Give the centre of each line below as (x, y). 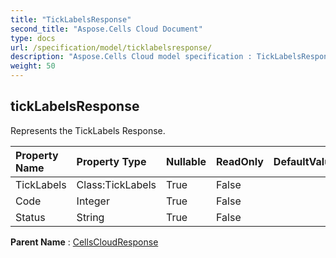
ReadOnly (240, 161)
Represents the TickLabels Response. (88, 130)
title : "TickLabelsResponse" (71, 19)
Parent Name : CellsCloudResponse (84, 242)
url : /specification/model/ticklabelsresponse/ (111, 47)
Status (30, 217)
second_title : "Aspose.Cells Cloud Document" (106, 29)
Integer (93, 201)
